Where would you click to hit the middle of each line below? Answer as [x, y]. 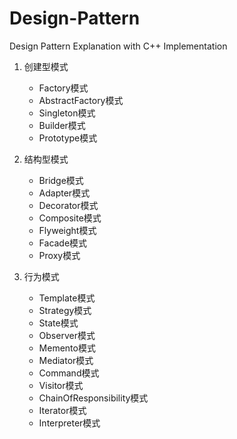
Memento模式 [67, 348]
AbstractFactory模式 [81, 100]
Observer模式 [67, 335]
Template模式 [67, 298]
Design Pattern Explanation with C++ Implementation [118, 46]
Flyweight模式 [67, 230]
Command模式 [69, 373]
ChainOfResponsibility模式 [93, 398]
